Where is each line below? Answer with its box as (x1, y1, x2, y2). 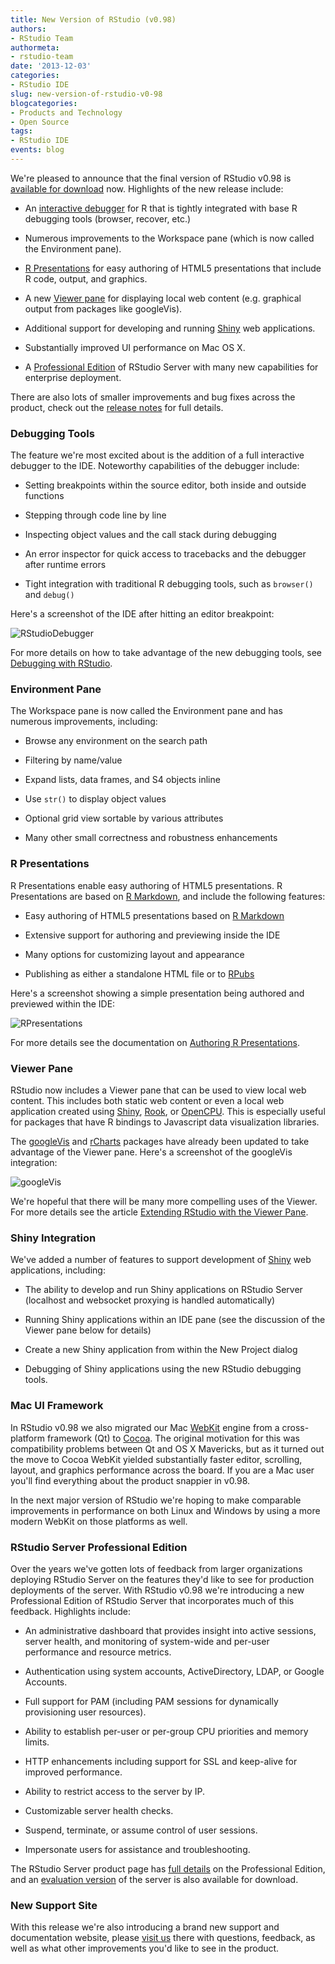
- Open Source (10, 117, 70, 127)
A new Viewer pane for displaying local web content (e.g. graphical (24, 292, 302, 304)
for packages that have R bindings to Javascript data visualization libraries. (10, 1116, 320, 1128)
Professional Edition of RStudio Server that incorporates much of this (10, 1594, 295, 1606)
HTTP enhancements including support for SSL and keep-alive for (24, 1755, 298, 1767)
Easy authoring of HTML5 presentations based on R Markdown (24, 909, 285, 921)
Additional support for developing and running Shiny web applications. (24, 322, 316, 334)
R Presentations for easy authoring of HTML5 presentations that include (24, 262, 322, 274)
